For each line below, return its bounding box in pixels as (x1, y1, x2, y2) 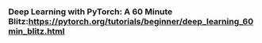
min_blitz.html (8, 26, 65, 37)
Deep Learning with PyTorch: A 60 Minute (8, 6, 173, 17)
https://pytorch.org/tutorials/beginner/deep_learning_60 (28, 16, 254, 27)
